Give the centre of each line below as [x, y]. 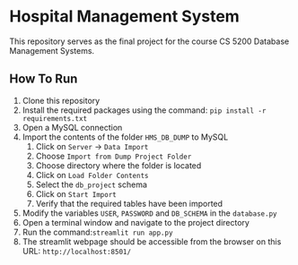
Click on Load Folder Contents [92, 175]
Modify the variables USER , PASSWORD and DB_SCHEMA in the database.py [149, 213]
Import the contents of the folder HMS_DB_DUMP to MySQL [125, 137]
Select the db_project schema [92, 184]
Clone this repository [61, 100]
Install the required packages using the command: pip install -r [144, 110]
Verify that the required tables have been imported [129, 203]
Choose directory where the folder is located [118, 165]
